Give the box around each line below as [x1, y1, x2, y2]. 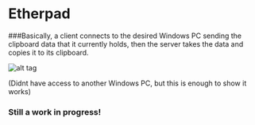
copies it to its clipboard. [8, 47, 89, 57]
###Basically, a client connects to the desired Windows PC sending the [8, 31, 242, 40]
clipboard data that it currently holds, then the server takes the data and [8, 39, 244, 48]
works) [8, 86, 32, 96]
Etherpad [8, 5, 71, 23]
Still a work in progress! [8, 106, 102, 117]
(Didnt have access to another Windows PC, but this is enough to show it [8, 78, 247, 88]
